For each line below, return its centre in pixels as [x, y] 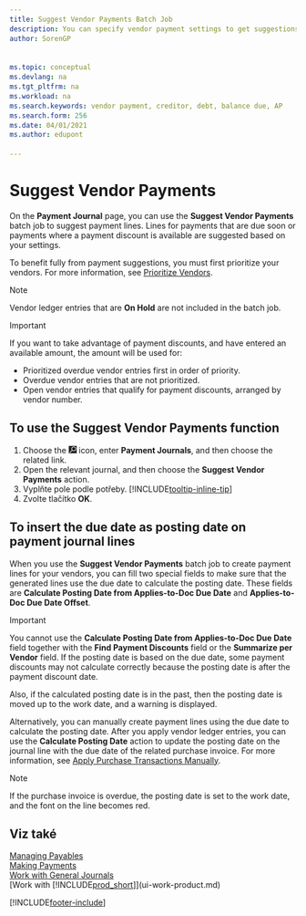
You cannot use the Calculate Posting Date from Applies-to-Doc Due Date [151, 638]
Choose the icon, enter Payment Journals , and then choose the [148, 450]
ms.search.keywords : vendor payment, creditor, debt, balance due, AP [146, 106]
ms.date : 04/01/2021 [49, 125]
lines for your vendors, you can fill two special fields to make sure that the [148, 573]
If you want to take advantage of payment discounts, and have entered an [148, 343]
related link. [45, 460]
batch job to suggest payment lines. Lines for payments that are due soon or [153, 225]
